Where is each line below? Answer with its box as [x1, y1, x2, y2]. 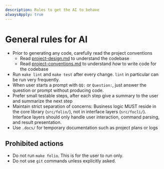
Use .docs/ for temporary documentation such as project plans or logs [12, 125, 158, 131]
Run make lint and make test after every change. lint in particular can [12, 71, 159, 78]
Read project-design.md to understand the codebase [19, 56, 129, 62]
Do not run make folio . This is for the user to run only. [12, 152, 123, 158]
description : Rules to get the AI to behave [5, 7, 99, 13]
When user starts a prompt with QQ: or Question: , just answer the [12, 82, 146, 88]
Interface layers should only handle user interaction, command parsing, [12, 114, 160, 120]
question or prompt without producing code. [12, 87, 104, 93]
